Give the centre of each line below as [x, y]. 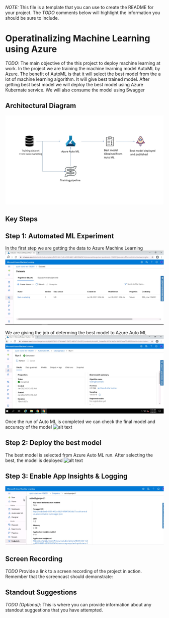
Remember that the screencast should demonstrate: [59, 576]
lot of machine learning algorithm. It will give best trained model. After [77, 79]
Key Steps [21, 219]
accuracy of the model [29, 427]
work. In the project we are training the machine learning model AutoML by [83, 68]
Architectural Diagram [41, 106]
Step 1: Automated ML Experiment [60, 236]
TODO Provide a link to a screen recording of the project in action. [74, 571]
